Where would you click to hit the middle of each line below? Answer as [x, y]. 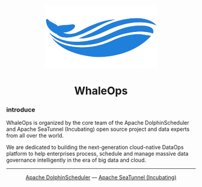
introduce [21, 109]
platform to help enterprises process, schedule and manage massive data [97, 153]
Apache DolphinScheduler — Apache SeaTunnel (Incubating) [101, 177]
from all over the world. [35, 135]
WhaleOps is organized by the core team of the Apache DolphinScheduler [98, 122]
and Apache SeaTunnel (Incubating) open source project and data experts [98, 129]
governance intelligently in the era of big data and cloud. [76, 160]
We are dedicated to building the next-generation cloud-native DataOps [95, 147]
